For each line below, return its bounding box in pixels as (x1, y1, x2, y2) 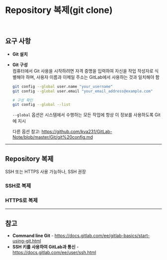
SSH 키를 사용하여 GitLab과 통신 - (12, 244, 79, 250)
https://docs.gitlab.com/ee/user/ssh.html (12, 250, 96, 256)
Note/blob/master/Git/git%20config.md (12, 134, 93, 140)
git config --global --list (12, 102, 71, 107)
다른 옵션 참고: (12, 129, 41, 135)
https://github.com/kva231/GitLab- (41, 129, 113, 135)
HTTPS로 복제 (5, 197, 38, 204)
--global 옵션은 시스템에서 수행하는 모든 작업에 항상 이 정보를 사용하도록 (12, 112, 154, 118)
